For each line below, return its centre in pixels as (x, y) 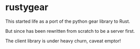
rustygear (27, 7)
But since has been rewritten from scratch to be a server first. (70, 31)
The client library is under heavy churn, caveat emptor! (63, 41)
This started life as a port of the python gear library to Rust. (68, 21)
